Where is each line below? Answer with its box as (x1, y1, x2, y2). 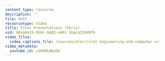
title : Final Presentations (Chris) (5, 26, 80, 30)
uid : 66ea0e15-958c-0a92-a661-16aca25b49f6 (5, 30, 96, 35)
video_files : (5, 35, 32, 40)
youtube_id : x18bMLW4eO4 (9, 48, 60, 53)
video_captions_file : (9, 39, 54, 44)
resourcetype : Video (5, 21, 48, 26)
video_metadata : (5, 44, 38, 49)
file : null (5, 16, 27, 21)
